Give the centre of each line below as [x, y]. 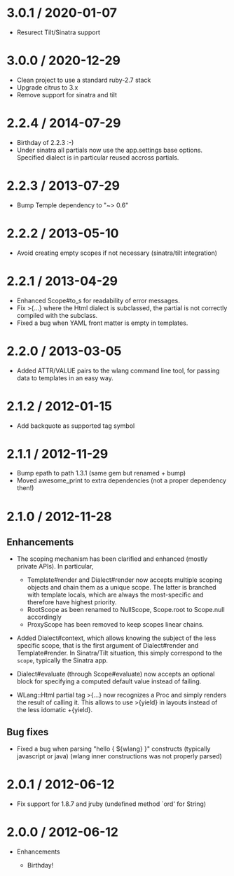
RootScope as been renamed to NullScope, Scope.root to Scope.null [126, 610]
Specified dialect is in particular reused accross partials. [98, 157]
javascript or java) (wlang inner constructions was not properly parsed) [119, 756]
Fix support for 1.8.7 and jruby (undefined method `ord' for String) [111, 804]
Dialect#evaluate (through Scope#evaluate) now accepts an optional [116, 674]
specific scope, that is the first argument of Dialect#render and [108, 646]
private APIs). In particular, [55, 566]
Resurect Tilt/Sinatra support [58, 32]
